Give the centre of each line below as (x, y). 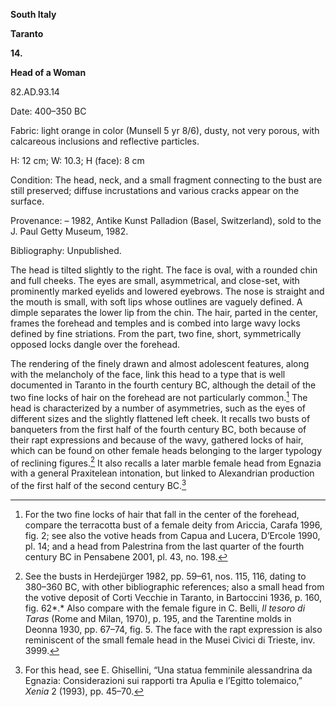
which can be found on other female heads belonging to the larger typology (166, 450)
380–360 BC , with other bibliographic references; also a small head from (174, 586)
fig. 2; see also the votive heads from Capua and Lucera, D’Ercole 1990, (172, 535)
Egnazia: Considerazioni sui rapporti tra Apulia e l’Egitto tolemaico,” (163, 680)
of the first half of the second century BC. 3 (98, 484)
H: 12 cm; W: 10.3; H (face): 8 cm (77, 160)
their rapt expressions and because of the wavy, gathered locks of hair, (157, 440)
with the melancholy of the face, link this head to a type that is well (148, 374)
